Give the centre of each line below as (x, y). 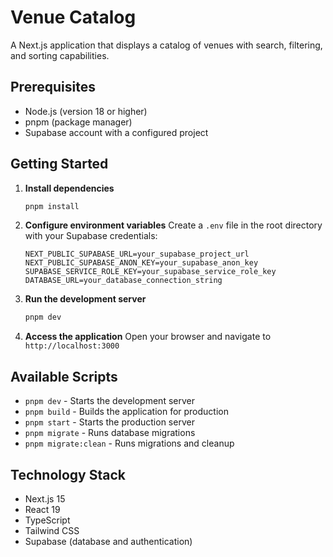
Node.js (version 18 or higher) (86, 111)
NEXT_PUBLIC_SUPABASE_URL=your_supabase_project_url (137, 254)
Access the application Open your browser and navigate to (148, 337)
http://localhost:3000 (72, 346)
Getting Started (59, 164)
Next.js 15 (45, 498)
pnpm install (52, 206)
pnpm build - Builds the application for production (127, 412)
